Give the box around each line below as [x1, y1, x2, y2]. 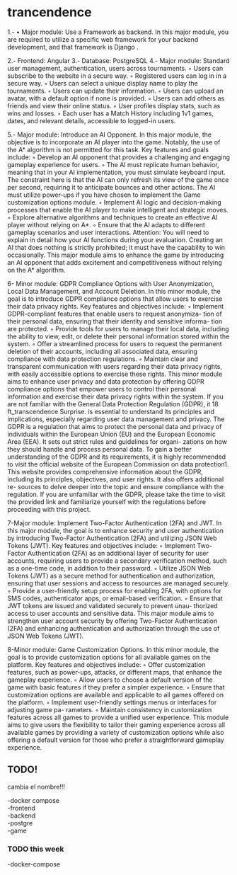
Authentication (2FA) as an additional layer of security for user [27, 549, 209, 557]
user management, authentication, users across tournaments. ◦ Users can [7, 64, 224, 72]
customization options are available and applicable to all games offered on [7, 690, 224, 699]
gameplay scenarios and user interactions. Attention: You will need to [7, 228, 209, 236]
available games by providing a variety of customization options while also [7, 728, 224, 736]
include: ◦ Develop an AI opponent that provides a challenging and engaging [7, 153, 231, 161]
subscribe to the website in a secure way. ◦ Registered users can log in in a [7, 72, 227, 80]
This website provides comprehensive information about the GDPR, [7, 467, 204, 476]
